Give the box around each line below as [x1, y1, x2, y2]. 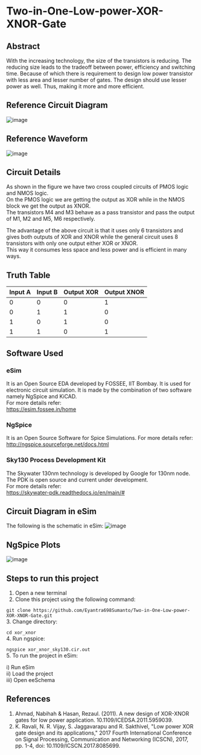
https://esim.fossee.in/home [6, 406, 77, 413]
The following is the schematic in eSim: [6, 522, 104, 529]
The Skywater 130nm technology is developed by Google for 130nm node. [6, 470, 191, 477]
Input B [36, 288, 58, 296]
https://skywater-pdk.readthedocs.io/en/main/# [6, 489, 125, 496]
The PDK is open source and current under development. [6, 476, 148, 483]
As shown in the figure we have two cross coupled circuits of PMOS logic [6, 183, 189, 191]
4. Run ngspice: [6, 635, 45, 642]
